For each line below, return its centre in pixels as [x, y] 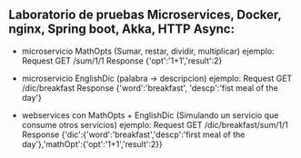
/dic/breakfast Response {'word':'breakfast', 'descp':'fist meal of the [150, 88]
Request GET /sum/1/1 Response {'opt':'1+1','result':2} [122, 60]
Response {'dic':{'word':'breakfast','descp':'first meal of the [133, 134]
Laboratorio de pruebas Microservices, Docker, [145, 15]
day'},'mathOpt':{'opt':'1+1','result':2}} [92, 143]
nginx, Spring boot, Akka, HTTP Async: [122, 30]
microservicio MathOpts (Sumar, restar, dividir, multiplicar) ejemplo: [148, 51]
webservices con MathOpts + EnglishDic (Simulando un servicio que [150, 115]
